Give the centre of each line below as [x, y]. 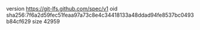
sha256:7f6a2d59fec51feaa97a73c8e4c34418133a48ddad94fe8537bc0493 [100, 15]
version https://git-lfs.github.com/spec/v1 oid [62, 9]
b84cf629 [19, 21]
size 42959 [46, 21]
